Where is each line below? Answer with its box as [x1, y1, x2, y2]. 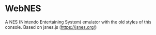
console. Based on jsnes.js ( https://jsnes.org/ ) [5, 24, 97, 30]
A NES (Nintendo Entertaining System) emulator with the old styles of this [5, 19, 152, 25]
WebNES [5, 3, 41, 14]
